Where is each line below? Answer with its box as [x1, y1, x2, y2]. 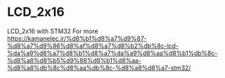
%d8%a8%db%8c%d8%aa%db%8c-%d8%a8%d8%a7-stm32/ [7, 64, 191, 72]
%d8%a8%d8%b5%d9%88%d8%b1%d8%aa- [7, 56, 141, 64]
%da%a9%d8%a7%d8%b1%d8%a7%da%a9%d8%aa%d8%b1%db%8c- [7, 49, 218, 57]
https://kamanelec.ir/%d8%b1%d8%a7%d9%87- [7, 34, 147, 42]
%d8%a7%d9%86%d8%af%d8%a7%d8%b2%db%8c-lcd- [7, 41, 179, 50]
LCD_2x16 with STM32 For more [7, 27, 99, 35]
